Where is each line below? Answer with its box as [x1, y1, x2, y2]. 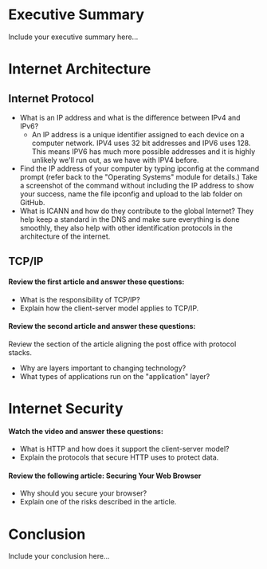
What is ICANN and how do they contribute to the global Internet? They [19, 206, 254, 215]
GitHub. [19, 197, 45, 207]
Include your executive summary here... [8, 32, 139, 41]
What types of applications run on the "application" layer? [19, 371, 210, 381]
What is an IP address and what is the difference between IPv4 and [19, 113, 241, 122]
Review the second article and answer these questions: [8, 322, 196, 331]
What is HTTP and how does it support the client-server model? [19, 445, 230, 454]
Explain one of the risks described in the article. [19, 497, 177, 507]
